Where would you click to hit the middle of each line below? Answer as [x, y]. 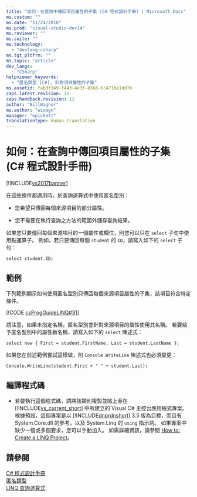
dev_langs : [19, 66]
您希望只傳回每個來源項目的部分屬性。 [61, 208]
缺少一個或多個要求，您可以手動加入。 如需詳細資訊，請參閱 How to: [97, 430]
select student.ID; [30, 259]
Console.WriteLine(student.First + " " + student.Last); [77, 366]
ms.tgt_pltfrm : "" [28, 55]
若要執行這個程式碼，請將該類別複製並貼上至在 [71, 401]
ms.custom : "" [23, 17]
